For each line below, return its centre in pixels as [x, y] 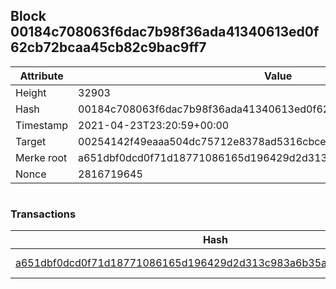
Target [31, 141]
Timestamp [42, 125]
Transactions [43, 214]
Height [31, 92]
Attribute [41, 76]
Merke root [41, 157]
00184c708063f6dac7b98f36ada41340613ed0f [165, 32]
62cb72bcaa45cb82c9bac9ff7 [108, 47]
